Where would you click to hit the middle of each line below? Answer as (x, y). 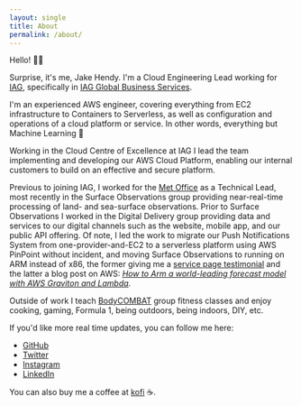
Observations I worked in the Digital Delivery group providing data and (140, 217)
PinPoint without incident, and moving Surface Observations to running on (147, 254)
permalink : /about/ (46, 34)
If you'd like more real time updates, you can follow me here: (122, 328)
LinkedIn (38, 374)
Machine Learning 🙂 (46, 134)
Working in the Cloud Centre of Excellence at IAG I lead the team (129, 151)
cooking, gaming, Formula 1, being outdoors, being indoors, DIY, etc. (137, 310)
